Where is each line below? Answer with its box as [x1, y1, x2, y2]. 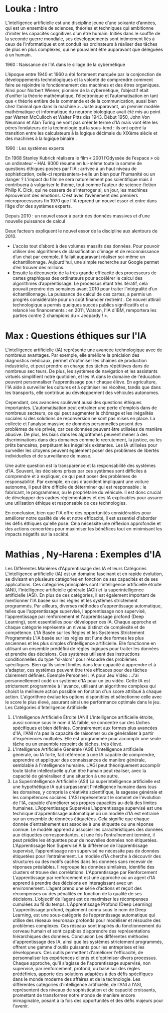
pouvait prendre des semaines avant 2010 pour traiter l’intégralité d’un [12, 285, 158, 292]
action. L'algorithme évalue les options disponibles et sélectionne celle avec [5, 693, 162, 699]
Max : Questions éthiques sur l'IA [5, 330, 147, 342]
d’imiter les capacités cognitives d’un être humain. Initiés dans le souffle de [5, 30, 160, 36]
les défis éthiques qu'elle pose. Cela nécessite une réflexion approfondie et [5, 520, 161, 526]
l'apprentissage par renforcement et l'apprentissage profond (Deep [5, 613, 144, 619]
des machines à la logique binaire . [5, 135, 77, 141]
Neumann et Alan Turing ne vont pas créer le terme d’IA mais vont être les [5, 119, 158, 125]
